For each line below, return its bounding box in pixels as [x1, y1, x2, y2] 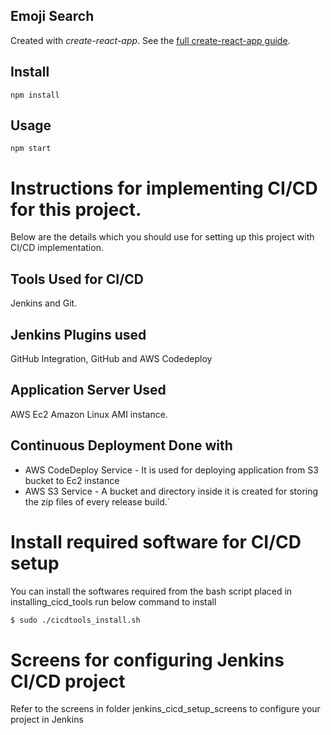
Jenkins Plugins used [10, 326, 147, 343]
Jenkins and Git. [10, 297, 78, 309]
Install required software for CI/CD [10, 530, 302, 553]
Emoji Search [10, 8, 95, 25]
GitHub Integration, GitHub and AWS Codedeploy [10, 353, 213, 364]
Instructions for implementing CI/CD [10, 177, 318, 199]
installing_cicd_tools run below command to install [10, 595, 217, 608]
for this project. [10, 198, 142, 221]
